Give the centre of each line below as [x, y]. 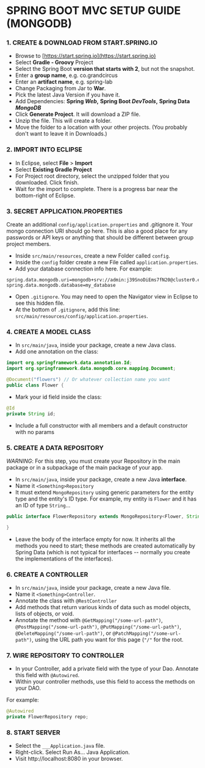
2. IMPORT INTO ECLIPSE [44, 150]
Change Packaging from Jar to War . [60, 89]
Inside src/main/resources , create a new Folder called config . [93, 256]
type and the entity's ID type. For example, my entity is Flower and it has [106, 499]
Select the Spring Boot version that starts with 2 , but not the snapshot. [105, 69]
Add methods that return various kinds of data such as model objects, [103, 607]
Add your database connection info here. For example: [84, 269]
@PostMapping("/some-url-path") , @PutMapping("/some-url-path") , [98, 626]
